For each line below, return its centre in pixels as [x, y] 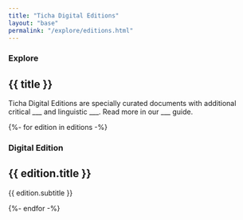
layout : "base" [33, 23]
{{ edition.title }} [50, 173]
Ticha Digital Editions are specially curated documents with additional [122, 104]
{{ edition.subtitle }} [41, 193]
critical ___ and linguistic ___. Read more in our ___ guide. [101, 112]
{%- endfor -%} [34, 208]
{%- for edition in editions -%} [58, 128]
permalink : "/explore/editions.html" [71, 30]
